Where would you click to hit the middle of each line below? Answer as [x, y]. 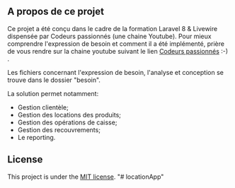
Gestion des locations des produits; [69, 114]
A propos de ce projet [56, 12]
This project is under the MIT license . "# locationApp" [86, 177]
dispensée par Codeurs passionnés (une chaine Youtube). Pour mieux [109, 36]
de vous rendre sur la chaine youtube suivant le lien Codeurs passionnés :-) [118, 51]
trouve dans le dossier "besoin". [54, 80]
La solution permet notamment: [53, 93]
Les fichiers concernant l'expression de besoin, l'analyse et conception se [116, 72]
